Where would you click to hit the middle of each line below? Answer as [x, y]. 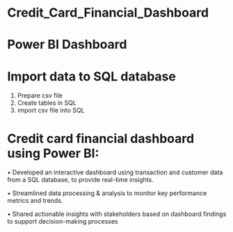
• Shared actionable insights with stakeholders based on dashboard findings [117, 214]
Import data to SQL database [91, 76]
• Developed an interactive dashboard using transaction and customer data [115, 172]
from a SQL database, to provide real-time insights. [81, 180]
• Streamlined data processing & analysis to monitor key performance [107, 193]
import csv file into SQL [51, 110]
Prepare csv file [40, 96]
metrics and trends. [35, 201]
